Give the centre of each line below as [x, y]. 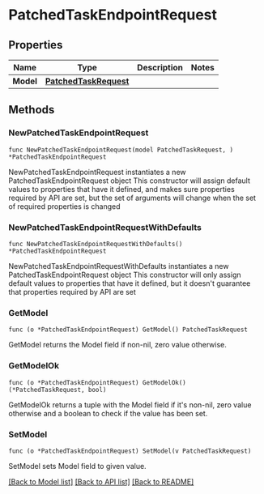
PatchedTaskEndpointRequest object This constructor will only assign [125, 275]
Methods [32, 110]
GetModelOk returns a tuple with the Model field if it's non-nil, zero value [130, 405]
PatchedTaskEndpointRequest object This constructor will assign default [130, 181]
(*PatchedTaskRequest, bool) [57, 390]
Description [160, 68]
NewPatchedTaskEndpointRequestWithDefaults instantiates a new [119, 266]
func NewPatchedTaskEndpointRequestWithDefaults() [96, 244]
